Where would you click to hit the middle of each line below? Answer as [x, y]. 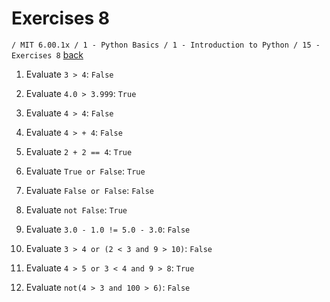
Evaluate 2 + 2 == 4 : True [79, 151]
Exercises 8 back [47, 54]
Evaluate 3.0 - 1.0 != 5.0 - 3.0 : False [108, 229]
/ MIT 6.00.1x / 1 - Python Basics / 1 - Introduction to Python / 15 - [166, 45]
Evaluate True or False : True [85, 171]
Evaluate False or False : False [89, 190]
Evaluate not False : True [76, 209]
